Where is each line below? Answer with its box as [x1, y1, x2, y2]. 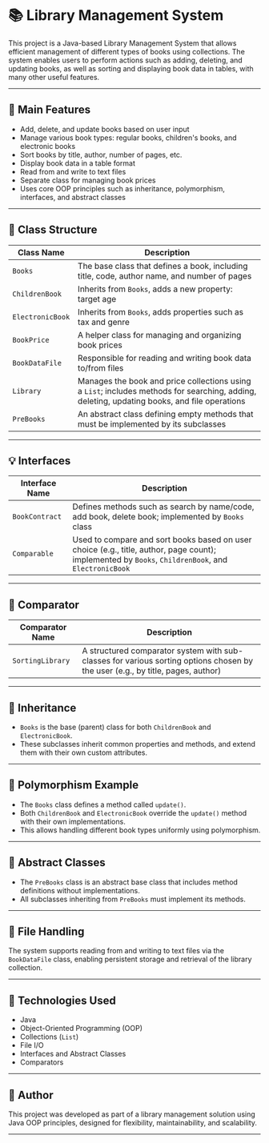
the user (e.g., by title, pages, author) [82, 665, 222, 676]
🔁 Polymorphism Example [8, 778, 139, 792]
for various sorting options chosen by [112, 656, 254, 667]
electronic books [19, 141, 76, 150]
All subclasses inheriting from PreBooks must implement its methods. [19, 894, 246, 904]
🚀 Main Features [8, 103, 90, 117]
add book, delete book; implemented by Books [72, 511, 244, 523]
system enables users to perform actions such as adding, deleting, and [8, 55, 243, 65]
